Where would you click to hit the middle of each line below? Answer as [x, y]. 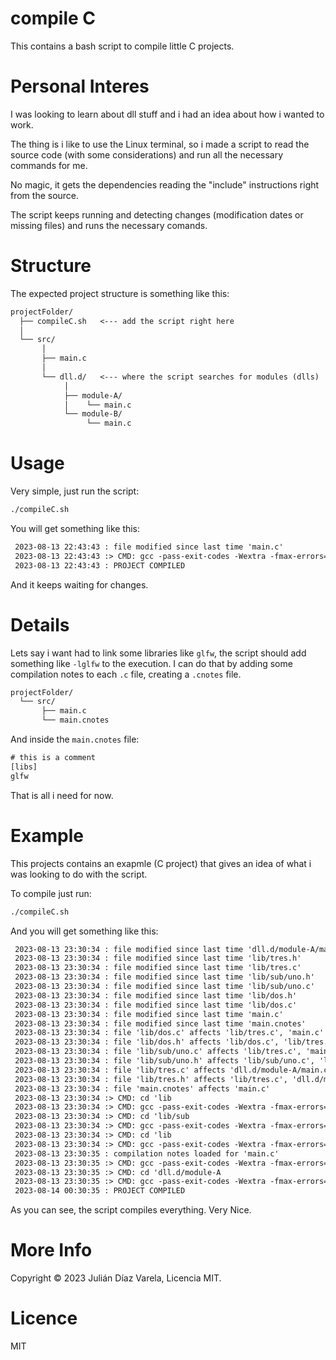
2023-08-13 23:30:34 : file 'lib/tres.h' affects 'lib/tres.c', [151, 1079]
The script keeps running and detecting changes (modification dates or [157, 214]
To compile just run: [51, 893]
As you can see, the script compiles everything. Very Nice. [131, 1210]
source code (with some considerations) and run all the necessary [147, 154]
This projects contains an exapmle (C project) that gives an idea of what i [161, 863]
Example [47, 835]
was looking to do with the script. [79, 874]
